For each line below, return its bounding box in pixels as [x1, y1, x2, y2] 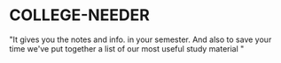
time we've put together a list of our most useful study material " [9, 43, 245, 53]
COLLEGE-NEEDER [9, 5, 151, 25]
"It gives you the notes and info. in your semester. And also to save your [9, 34, 272, 45]
